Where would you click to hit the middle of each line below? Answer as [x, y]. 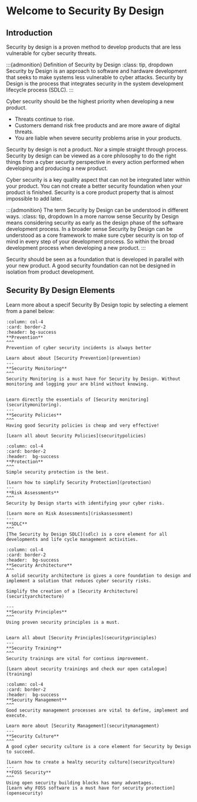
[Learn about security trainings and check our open [72, 669]
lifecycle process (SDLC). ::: [40, 90]
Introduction [29, 33]
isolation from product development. [50, 272]
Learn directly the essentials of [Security [62, 400]
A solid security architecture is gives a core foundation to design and [99, 575]
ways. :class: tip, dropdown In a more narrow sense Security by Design [92, 216]
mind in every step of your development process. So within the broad [90, 241]
